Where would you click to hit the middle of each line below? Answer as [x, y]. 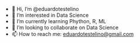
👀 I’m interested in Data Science [50, 15]
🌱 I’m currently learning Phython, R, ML [59, 21]
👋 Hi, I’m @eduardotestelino [45, 9]
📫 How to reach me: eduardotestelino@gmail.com [72, 34]
